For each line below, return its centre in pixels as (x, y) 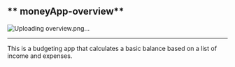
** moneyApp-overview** (66, 12)
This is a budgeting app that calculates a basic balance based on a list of (112, 48)
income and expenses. (40, 56)
